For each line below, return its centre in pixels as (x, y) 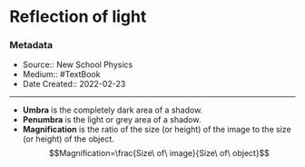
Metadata (31, 45)
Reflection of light (78, 17)
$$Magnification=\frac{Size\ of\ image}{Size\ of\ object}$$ (159, 153)
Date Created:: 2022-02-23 (74, 84)
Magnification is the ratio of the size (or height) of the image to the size (157, 130)
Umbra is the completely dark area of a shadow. (113, 110)
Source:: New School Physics (78, 64)
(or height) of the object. (69, 139)
